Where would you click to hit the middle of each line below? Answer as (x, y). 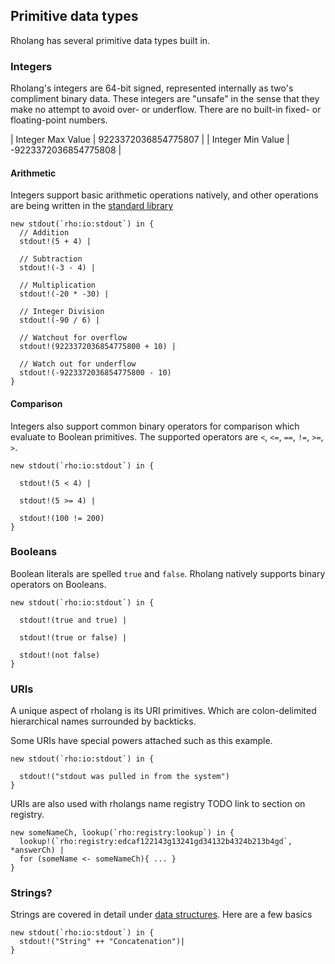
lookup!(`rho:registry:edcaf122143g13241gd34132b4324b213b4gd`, (156, 842)
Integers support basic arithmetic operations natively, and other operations (164, 195)
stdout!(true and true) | (73, 620)
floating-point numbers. (59, 120)
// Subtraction (51, 259)
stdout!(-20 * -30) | (64, 294)
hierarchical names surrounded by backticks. (103, 721)
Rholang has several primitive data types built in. (110, 40)
